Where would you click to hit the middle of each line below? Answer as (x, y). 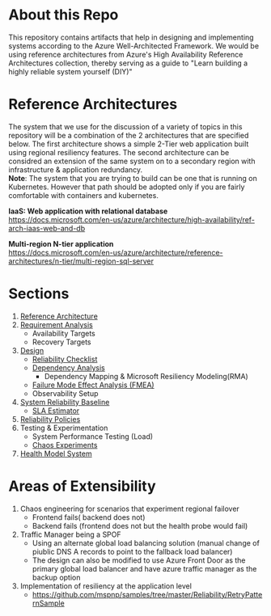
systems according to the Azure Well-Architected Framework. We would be (134, 45)
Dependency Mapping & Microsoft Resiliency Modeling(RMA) (146, 376)
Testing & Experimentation (64, 428)
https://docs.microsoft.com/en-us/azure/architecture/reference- (116, 252)
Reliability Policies (50, 419)
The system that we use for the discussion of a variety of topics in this (125, 126)
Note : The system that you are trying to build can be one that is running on (133, 178)
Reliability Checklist (65, 359)
